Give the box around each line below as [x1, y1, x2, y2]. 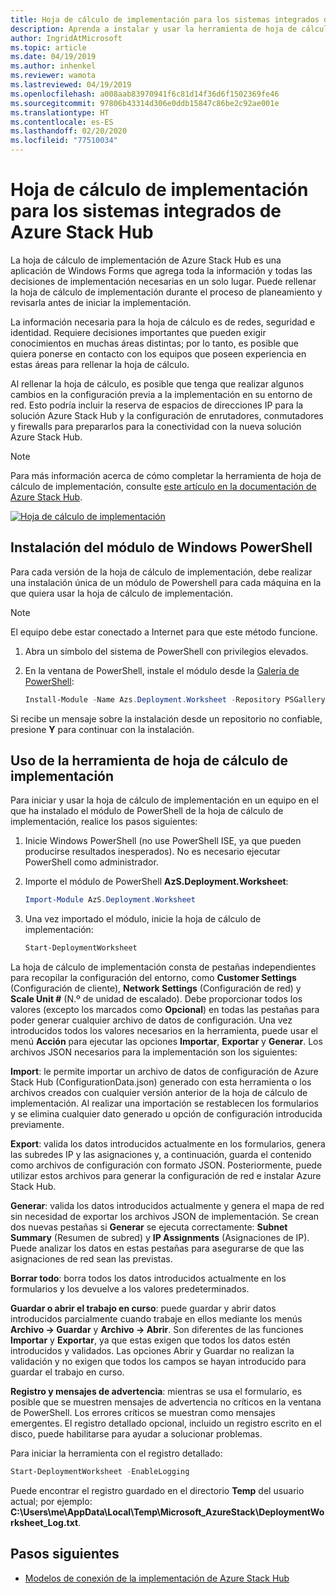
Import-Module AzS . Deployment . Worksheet [24, 895, 196, 905]
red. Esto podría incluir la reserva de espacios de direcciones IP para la [10, 399, 304, 411]
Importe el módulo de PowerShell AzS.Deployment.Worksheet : [24, 876, 289, 888]
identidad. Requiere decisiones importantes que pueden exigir [10, 326, 267, 338]
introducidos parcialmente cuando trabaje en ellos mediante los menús [10, 1313, 303, 1325]
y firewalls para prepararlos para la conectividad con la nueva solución [10, 420, 302, 432]
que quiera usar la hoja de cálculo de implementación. [10, 587, 234, 599]
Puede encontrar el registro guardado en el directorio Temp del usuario [10, 1485, 305, 1497]
